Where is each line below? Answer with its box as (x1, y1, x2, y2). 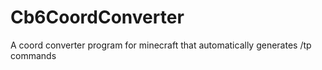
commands (10, 49, 57, 61)
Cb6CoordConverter (10, 6, 185, 29)
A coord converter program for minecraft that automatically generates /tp (10, 39, 312, 51)
